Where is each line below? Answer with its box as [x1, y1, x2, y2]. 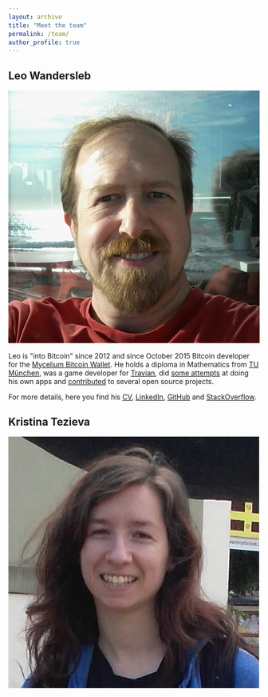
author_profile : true [8, 38, 81, 46]
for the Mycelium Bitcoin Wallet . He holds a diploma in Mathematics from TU [8, 359, 259, 369]
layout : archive [8, 13, 62, 21]
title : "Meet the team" [8, 21, 88, 30]
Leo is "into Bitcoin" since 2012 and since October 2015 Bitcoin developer [8, 351, 250, 360]
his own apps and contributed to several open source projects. [8, 376, 215, 386]
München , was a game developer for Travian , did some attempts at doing [8, 368, 249, 378]
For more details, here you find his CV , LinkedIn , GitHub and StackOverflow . [8, 392, 257, 402]
